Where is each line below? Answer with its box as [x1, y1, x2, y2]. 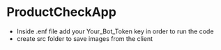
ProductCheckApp [6, 4, 116, 20]
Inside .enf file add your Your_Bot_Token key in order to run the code [16, 27, 214, 35]
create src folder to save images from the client [16, 34, 153, 42]
